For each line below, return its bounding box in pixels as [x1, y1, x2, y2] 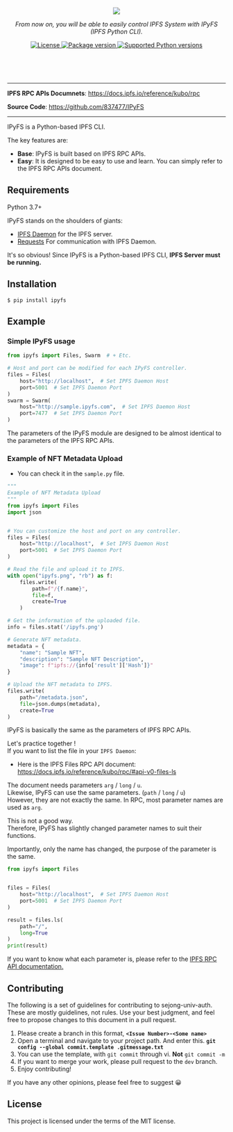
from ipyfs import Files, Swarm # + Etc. [7, 352, 132, 359]
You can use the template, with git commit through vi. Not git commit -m [17, 1050, 225, 1058]
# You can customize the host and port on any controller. [7, 527, 182, 535]
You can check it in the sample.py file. [17, 469, 125, 478]
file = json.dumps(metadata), [19, 700, 101, 707]
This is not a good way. [7, 817, 74, 825]
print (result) [7, 942, 49, 949]
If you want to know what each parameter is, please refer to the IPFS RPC [7, 955, 217, 963]
